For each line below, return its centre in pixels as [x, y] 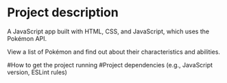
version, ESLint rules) [37, 72]
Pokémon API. [27, 38]
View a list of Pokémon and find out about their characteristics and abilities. [114, 52]
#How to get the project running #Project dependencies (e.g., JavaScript [110, 65]
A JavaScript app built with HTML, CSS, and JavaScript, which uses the [108, 31]
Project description [63, 13]
